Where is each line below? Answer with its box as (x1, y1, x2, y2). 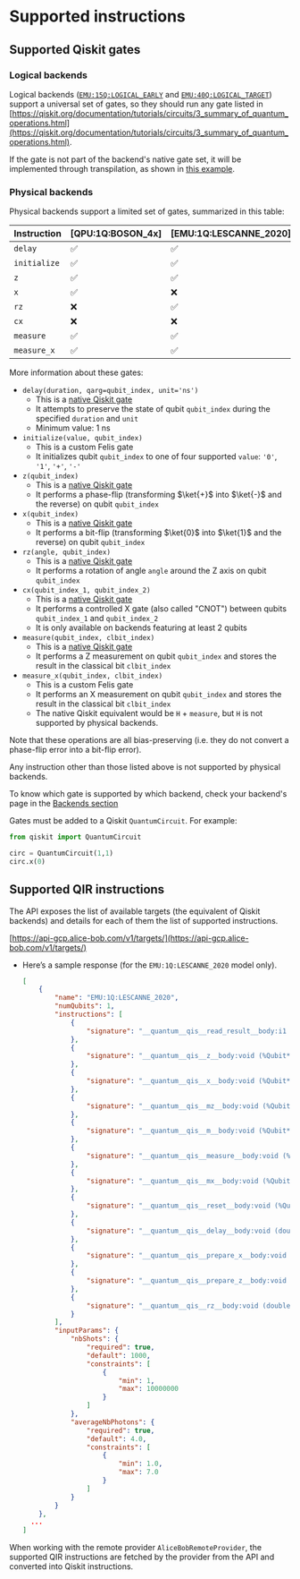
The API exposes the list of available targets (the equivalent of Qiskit (9, 906, 261, 917)
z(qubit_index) (21, 472, 79, 481)
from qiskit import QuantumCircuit (9, 832, 142, 842)
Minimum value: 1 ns (35, 422, 111, 433)
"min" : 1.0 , (118, 1459, 163, 1469)
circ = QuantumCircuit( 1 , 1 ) (9, 849, 114, 858)
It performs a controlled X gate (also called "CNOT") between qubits (35, 603, 287, 614)
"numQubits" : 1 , (54, 1002, 115, 1011)
